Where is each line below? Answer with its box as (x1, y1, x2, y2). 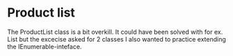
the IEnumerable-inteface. (7, 42, 82, 50)
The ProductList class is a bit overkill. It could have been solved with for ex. (7, 28, 223, 36)
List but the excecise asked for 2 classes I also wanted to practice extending (7, 35, 226, 43)
